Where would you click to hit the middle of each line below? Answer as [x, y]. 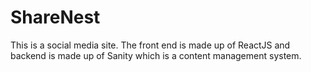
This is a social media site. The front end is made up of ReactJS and [150, 45]
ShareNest [55, 17]
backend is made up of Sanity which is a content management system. [156, 55]
